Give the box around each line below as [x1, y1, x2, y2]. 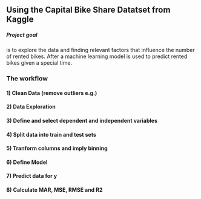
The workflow [6, 74, 48, 83]
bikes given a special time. [6, 59, 73, 67]
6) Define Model [6, 158, 48, 166]
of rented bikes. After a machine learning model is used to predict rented [6, 53, 188, 60]
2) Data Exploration [6, 103, 56, 111]
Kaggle [6, 15, 35, 25]
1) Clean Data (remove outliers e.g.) [6, 89, 97, 96]
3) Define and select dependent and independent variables [6, 117, 158, 125]
